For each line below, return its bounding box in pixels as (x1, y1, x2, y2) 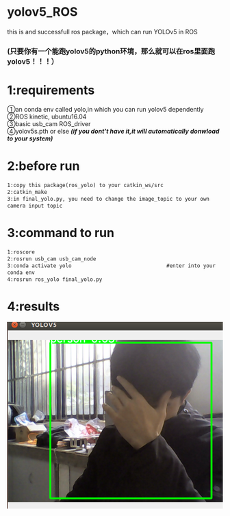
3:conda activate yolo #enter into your (7, 262, 216, 269)
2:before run (7, 158, 80, 173)
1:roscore (7, 248, 36, 256)
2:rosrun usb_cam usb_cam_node (7, 255, 97, 262)
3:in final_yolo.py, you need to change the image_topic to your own (7, 195, 210, 202)
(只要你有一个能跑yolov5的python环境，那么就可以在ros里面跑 (7, 46, 216, 56)
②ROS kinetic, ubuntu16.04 (7, 112, 87, 121)
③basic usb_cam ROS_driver (7, 119, 91, 127)
